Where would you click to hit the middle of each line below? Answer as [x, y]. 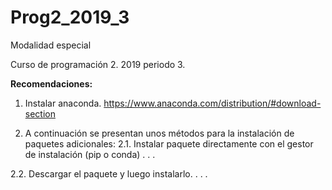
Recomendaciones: [51, 83]
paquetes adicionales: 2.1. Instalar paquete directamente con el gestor [169, 143]
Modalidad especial [51, 45]
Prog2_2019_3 [70, 17]
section [40, 113]
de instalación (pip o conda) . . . [90, 154]
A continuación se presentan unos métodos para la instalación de [159, 133]
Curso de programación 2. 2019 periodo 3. [98, 64]
